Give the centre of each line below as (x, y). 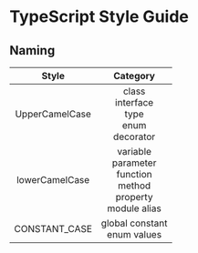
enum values (134, 234)
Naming (32, 51)
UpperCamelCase (53, 114)
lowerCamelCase (53, 180)
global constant (134, 223)
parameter (134, 163)
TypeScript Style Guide (99, 17)
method (134, 186)
